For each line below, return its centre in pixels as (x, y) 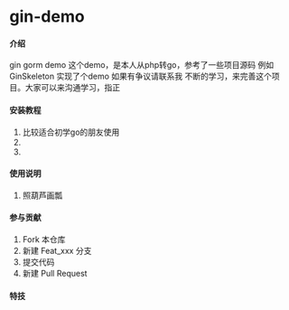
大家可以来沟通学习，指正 (72, 88)
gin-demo (47, 17)
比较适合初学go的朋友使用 (71, 132)
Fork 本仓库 (44, 240)
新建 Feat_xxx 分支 (57, 251)
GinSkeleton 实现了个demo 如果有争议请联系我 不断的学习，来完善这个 (141, 76)
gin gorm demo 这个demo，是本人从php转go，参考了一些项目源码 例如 (141, 65)
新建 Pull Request (55, 273)
